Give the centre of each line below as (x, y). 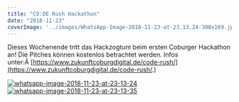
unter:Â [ (20, 62)
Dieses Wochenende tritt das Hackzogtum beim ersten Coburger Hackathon (119, 47)
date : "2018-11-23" (36, 21)
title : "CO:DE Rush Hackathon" (54, 14)
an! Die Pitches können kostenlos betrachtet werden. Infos (93, 55)
